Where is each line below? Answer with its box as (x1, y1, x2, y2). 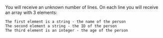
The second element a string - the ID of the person (5, 23, 117, 28)
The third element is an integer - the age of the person (5, 28, 128, 33)
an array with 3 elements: (5, 9, 57, 15)
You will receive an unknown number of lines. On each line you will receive (5, 4, 159, 10)
